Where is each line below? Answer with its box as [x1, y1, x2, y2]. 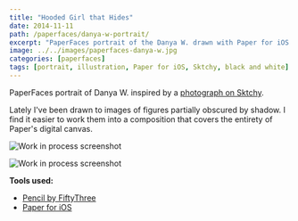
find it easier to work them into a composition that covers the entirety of [9, 113, 274, 125]
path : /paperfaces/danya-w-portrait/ [9, 29, 150, 38]
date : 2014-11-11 [9, 21, 74, 30]
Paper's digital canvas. [9, 123, 94, 134]
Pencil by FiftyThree [21, 192, 96, 203]
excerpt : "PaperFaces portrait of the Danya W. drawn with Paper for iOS [9, 37, 290, 47]
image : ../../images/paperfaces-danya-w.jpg [9, 46, 178, 55]
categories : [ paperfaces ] [9, 54, 105, 63]
